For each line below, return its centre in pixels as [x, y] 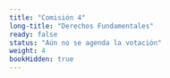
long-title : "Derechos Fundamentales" [81, 26]
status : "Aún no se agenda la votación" [86, 43]
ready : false [34, 34]
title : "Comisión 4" [48, 17]
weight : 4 [28, 51]
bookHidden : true [42, 59]
